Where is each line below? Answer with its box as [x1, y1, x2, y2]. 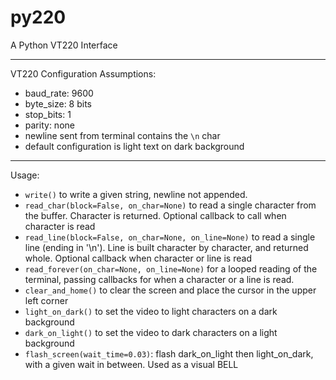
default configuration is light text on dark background [24, 140, 245, 152]
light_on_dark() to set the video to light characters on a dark [24, 305, 278, 317]
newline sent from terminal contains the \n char [24, 129, 221, 141]
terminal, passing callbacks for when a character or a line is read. [24, 273, 295, 285]
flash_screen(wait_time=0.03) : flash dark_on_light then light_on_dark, [24, 347, 314, 360]
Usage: [10, 169, 40, 181]
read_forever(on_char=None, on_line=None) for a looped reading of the [24, 262, 318, 275]
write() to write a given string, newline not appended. [24, 188, 248, 200]
